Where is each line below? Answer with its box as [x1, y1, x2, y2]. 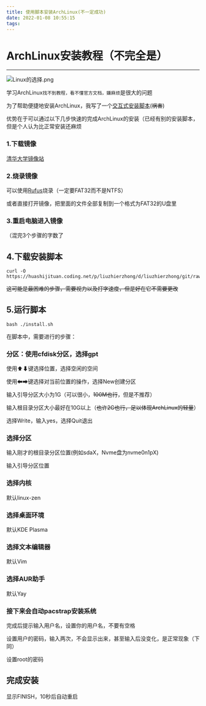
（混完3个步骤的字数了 [6, 231, 64, 239]
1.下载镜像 [6, 139, 37, 148]
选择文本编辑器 [6, 543, 51, 551]
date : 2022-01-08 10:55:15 [6, 15, 75, 21]
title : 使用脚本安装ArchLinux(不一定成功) [6, 9, 106, 15]
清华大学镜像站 [6, 155, 44, 162]
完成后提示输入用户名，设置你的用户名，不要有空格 [6, 621, 135, 629]
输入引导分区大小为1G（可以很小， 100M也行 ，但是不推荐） [6, 391, 156, 398]
